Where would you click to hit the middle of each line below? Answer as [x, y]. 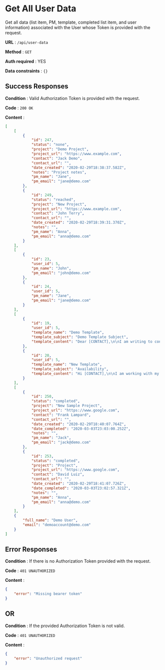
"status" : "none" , [50, 145]
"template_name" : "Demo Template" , [68, 333]
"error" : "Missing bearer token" [48, 594]
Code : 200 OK [19, 108]
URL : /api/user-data [27, 42]
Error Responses [31, 549]
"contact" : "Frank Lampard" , [61, 415]
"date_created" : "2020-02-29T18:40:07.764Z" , [79, 424]
